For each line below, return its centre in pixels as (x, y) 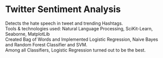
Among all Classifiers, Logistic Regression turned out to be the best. (75, 50)
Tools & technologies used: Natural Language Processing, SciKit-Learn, (79, 28)
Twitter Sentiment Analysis (63, 9)
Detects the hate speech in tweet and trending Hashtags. (64, 23)
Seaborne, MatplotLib (28, 34)
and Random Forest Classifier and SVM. (46, 44)
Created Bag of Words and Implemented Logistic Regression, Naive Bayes (82, 39)
